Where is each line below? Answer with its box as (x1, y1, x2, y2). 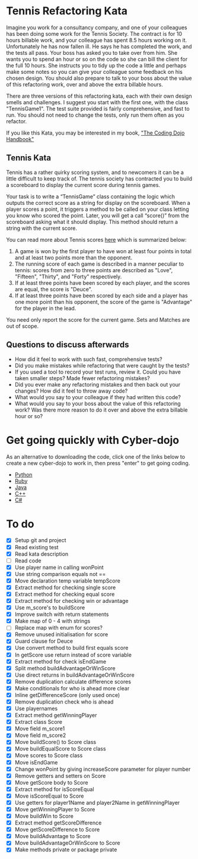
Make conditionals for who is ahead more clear (14, 684, 130, 692)
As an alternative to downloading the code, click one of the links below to (6, 453, 186, 460)
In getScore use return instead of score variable (14, 651, 132, 658)
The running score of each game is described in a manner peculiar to (14, 260, 184, 267)
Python (14, 471, 33, 478)
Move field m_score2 (14, 732, 66, 739)
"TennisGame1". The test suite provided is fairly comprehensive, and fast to (6, 105, 190, 112)
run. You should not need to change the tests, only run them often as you (6, 111, 185, 119)
